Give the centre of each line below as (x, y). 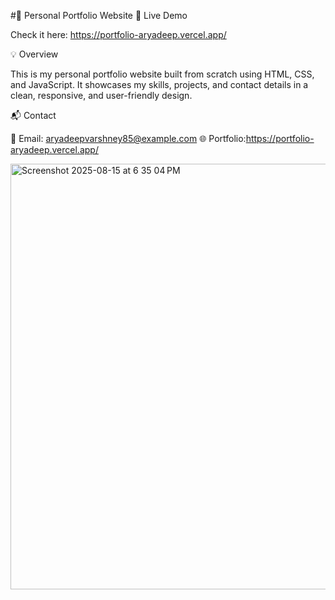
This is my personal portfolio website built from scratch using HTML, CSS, (162, 74)
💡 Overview (34, 54)
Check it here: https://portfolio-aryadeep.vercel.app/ (118, 34)
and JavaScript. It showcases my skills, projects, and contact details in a (159, 84)
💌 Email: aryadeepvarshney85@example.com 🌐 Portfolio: (128, 138)
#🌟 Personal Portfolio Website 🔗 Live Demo (99, 15)
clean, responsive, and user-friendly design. (101, 95)
